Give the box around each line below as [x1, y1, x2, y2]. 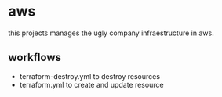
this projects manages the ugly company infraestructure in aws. [8, 28, 214, 38]
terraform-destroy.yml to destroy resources [19, 71, 161, 81]
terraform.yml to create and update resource [19, 80, 164, 89]
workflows [8, 51, 61, 64]
